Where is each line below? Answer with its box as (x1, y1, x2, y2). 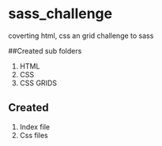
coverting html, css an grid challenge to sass (8, 31, 154, 40)
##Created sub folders (8, 46, 82, 55)
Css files (19, 130, 49, 140)
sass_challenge (8, 5, 113, 23)
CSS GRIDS (19, 78, 58, 88)
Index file (19, 122, 50, 131)
